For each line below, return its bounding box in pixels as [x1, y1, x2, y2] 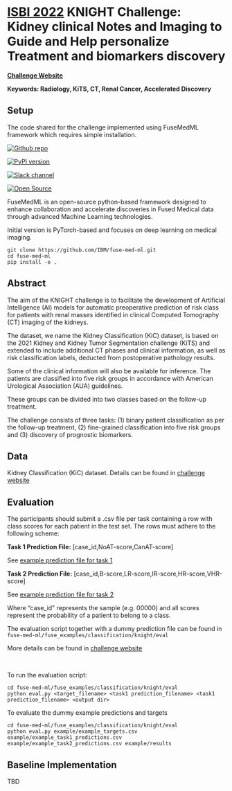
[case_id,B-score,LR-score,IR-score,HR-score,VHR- [73, 569, 223, 578]
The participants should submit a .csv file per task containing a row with [7, 515, 213, 523]
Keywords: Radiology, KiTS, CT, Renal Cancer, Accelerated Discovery [7, 85, 212, 93]
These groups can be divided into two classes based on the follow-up [7, 395, 206, 403]
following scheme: [7, 529, 60, 537]
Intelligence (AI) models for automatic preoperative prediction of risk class [7, 303, 220, 312]
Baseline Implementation [7, 759, 117, 771]
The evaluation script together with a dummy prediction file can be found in [7, 625, 222, 633]
